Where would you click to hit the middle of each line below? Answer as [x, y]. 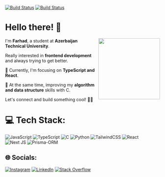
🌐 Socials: [21, 158]
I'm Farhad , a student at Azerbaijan [41, 41]
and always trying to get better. [37, 61]
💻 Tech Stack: [35, 120]
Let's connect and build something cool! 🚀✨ [49, 99]
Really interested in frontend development [48, 55]
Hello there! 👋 [33, 27]
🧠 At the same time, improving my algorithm [50, 85]
